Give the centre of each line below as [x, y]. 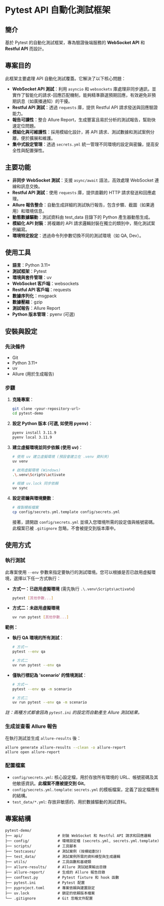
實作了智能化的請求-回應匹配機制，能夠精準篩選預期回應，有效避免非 [82, 95]
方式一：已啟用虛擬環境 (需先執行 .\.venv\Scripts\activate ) [73, 589]
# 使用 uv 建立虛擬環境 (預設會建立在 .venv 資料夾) [61, 456]
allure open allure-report [33, 752]
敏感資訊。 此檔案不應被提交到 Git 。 [52, 783]
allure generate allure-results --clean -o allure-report [65, 747]
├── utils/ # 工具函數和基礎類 [48, 862]
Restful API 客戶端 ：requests [42, 290]
